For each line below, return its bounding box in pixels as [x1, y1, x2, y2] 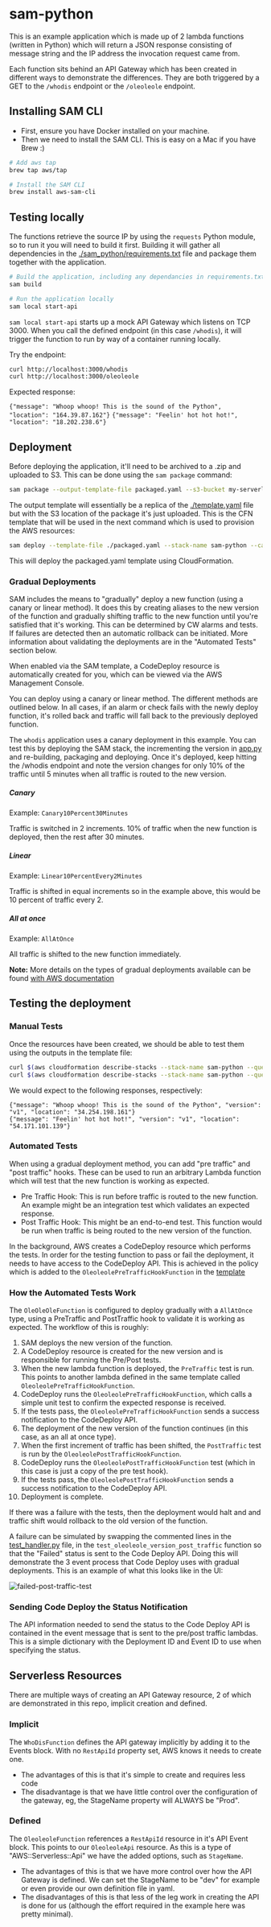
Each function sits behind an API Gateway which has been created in [9, 64, 237, 73]
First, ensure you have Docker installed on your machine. [20, 126, 210, 135]
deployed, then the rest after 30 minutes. [9, 832, 145, 842]
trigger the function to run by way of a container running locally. [9, 334, 221, 344]
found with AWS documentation [9, 974, 115, 983]
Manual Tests [9, 1021, 64, 1032]
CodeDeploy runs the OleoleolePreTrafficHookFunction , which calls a [20, 1390, 253, 1399]
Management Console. [9, 678, 84, 688]
